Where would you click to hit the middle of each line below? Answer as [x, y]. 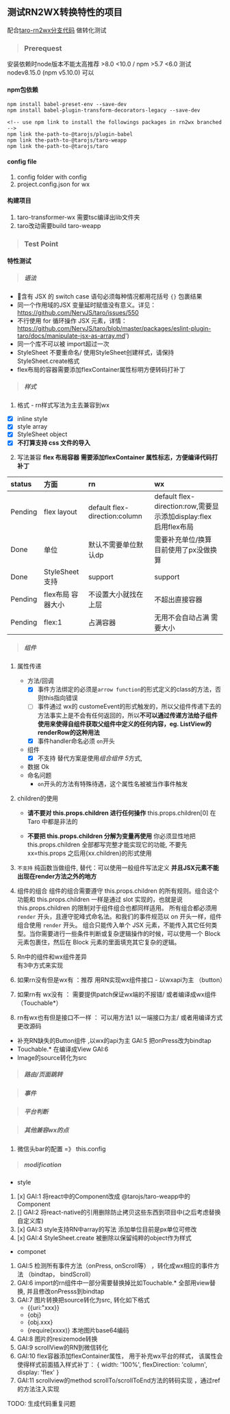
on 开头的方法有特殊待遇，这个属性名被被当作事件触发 [113, 783]
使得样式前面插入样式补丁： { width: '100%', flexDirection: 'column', [112, 1364]
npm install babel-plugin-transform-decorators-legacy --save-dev [104, 111]
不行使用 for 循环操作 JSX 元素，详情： [72, 321]
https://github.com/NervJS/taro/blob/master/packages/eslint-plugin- [114, 329]
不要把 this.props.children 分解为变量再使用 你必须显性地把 [112, 836]
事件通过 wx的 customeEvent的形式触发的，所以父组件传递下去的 [129, 707]
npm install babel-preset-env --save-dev [67, 105]
